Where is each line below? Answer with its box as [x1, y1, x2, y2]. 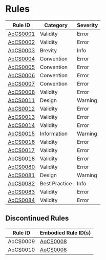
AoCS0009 [8, 237, 35, 245]
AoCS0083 [8, 188, 35, 195]
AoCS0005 [8, 63, 35, 71]
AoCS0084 [8, 197, 35, 204]
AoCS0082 [8, 180, 35, 187]
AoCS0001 [8, 30, 35, 37]
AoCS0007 [8, 80, 35, 87]
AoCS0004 [8, 55, 35, 62]
